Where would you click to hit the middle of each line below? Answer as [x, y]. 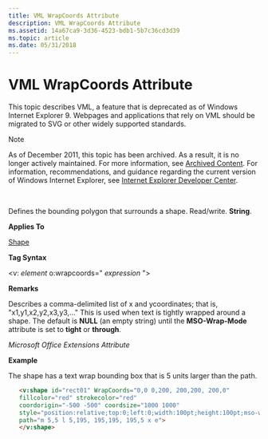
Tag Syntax [28, 258]
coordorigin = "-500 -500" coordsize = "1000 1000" [99, 405]
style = [30, 413]
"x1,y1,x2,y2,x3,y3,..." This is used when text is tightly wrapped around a [127, 313]
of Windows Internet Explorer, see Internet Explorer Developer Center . [123, 180]
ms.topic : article [39, 38]
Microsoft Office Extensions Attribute [69, 345]
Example [23, 361]
